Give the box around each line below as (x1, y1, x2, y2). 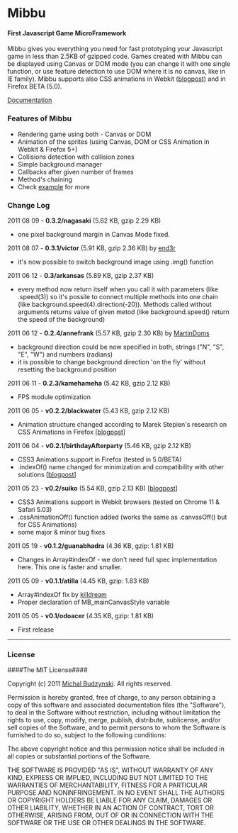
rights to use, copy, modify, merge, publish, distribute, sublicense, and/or (7, 716, 221, 725)
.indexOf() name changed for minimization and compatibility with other (17, 462, 225, 471)
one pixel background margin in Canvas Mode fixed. (17, 230, 170, 238)
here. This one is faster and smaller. (17, 562, 123, 571)
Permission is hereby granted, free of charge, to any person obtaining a (7, 693, 216, 702)
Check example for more (17, 182, 91, 191)
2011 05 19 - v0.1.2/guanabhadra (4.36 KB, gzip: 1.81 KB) (7, 541, 174, 550)
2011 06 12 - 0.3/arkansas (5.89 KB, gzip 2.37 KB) (7, 271, 154, 279)
